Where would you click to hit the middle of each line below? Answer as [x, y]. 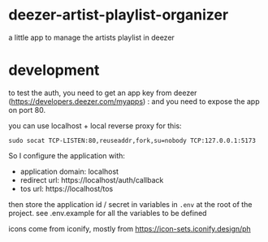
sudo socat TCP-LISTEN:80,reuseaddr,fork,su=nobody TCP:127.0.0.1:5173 [132, 140]
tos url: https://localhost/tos [67, 188]
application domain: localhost [69, 171]
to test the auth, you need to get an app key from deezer [103, 93]
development [54, 70]
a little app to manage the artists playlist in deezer [91, 37]
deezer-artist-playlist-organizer [119, 15]
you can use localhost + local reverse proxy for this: [95, 125]
